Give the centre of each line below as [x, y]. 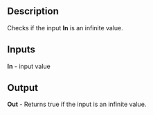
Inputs [21, 50]
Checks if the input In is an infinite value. [65, 28]
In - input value [29, 66]
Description [33, 11]
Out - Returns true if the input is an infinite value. [77, 104]
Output [22, 88]
